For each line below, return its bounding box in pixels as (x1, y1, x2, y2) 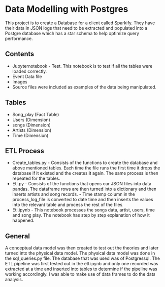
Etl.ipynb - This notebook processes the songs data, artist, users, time (12, 207, 155, 213)
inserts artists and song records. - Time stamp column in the (12, 191, 135, 197)
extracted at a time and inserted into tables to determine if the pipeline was (5, 266, 158, 272)
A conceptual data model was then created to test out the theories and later (5, 245, 159, 251)
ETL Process (5, 147, 44, 155)
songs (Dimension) (12, 122, 51, 128)
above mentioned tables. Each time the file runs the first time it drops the (12, 165, 160, 171)
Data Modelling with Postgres (5, 3, 129, 15)
